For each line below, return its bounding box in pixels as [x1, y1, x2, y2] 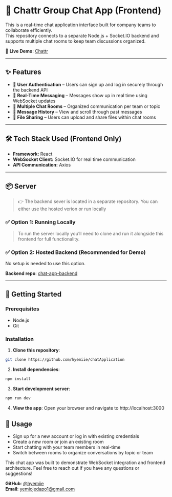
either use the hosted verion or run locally [17, 206, 106, 212]
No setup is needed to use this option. [5, 260, 86, 266]
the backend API [12, 87, 48, 93]
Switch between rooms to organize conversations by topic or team [12, 450, 153, 456]
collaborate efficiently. [5, 27, 53, 33]
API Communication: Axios [12, 161, 71, 168]
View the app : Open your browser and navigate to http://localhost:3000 [12, 404, 165, 411]
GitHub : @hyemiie [5, 481, 45, 487]
